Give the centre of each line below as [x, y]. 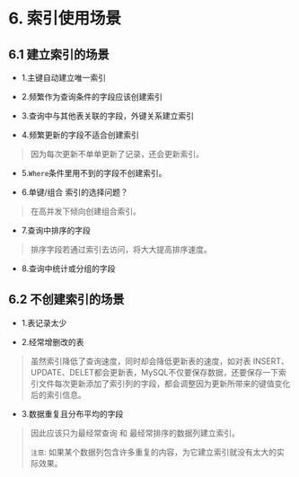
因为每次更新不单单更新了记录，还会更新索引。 [117, 154]
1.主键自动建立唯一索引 [64, 78]
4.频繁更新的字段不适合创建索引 [80, 135]
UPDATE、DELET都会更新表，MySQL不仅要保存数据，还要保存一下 [154, 372]
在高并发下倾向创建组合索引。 [85, 211]
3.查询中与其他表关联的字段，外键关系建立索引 [108, 116]
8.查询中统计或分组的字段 [68, 269]
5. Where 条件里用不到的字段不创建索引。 [94, 173]
